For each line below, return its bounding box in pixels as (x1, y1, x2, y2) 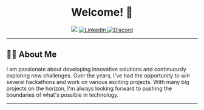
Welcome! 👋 (70, 5, 134, 19)
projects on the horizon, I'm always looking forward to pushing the (6, 85, 172, 92)
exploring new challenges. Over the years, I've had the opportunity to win (6, 72, 190, 79)
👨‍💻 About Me (6, 50, 57, 60)
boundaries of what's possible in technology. (6, 91, 119, 99)
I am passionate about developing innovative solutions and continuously (6, 65, 186, 73)
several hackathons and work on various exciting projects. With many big (6, 78, 189, 85)
